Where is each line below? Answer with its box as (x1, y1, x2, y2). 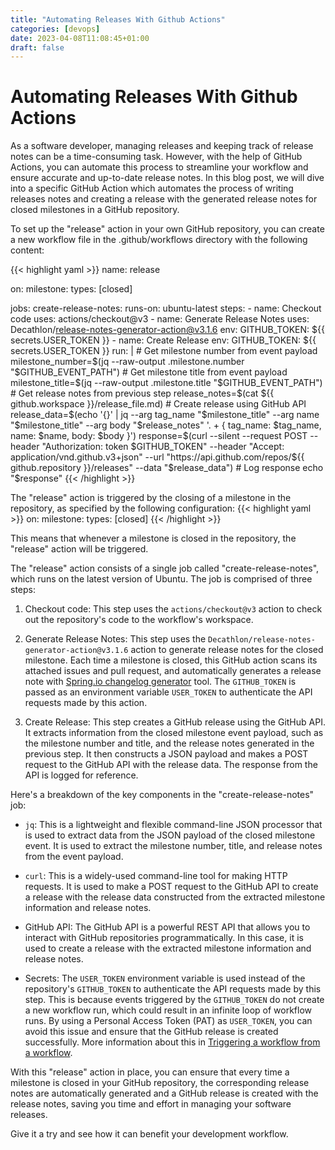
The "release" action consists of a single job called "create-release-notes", (10, 562, 320, 575)
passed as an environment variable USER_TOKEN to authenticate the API (24, 686, 313, 698)
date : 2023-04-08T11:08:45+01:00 (10, 33, 150, 43)
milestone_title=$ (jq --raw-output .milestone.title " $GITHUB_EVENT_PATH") (10, 377, 323, 389)
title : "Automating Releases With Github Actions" (10, 14, 226, 25)
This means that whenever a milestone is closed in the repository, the (10, 532, 297, 545)
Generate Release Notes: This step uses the (24, 633, 207, 645)
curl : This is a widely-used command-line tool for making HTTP (24, 870, 288, 882)
